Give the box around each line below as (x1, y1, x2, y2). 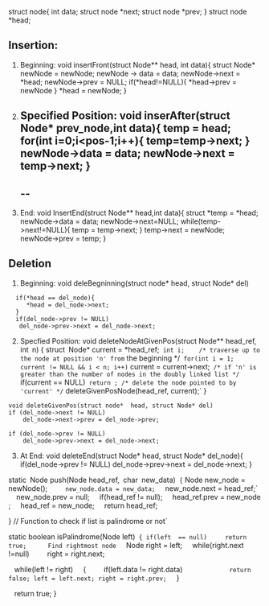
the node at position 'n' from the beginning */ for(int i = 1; (19, 353, 234, 363)
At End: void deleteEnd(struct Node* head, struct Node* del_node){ (19, 451, 243, 460)
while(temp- (180, 216, 221, 226)
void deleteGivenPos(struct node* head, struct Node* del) (8, 402, 214, 410)
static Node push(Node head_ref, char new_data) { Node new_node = (8, 475, 247, 484)
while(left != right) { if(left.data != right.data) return (14, 564, 251, 574)
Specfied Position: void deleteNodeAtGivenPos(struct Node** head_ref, (19, 336, 257, 345)
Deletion (8, 257, 52, 270)
